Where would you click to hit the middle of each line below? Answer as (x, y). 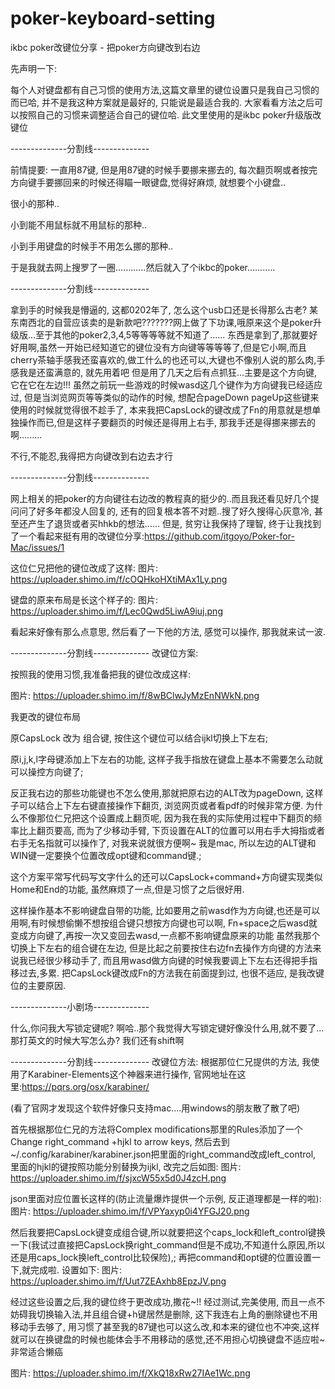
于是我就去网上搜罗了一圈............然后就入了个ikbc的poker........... (143, 267)
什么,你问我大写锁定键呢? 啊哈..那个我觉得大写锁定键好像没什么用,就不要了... (167, 1028)
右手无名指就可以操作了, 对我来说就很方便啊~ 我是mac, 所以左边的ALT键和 (163, 843)
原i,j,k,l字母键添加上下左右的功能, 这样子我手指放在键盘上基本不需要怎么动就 (166, 759)
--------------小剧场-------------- (80, 1006)
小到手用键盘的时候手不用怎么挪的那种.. (92, 246)
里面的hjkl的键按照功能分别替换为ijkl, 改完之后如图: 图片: (126, 1166)
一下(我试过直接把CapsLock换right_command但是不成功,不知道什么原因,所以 (168, 1244)
